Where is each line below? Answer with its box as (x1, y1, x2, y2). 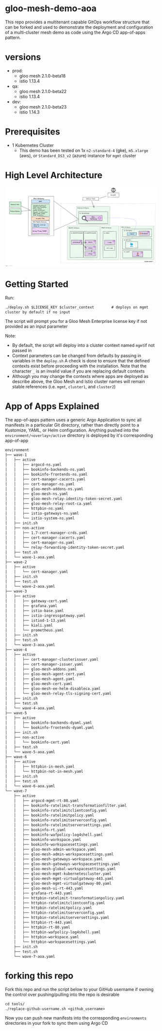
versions (5, 52, 41, 63)
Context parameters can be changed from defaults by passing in (12, 353, 142, 358)
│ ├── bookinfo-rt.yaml (14, 827, 66, 832)
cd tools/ (5, 1001, 25, 1006)
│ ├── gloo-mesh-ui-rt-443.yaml (14, 886, 83, 891)
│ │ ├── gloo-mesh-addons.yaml (5, 667, 77, 672)
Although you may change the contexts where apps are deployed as (12, 374, 149, 379)
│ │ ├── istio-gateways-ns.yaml (5, 511, 79, 516)
